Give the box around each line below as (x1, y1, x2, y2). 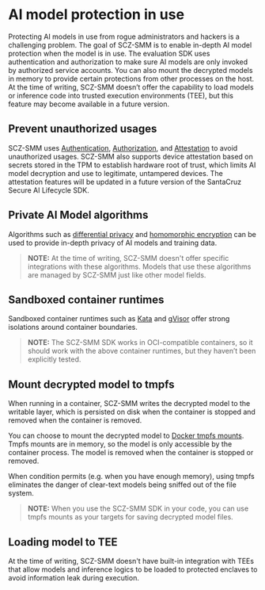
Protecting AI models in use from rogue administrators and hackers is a (8, 32, 240, 41)
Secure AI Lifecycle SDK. (8, 185, 89, 195)
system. (8, 488, 34, 498)
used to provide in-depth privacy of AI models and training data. (8, 238, 218, 247)
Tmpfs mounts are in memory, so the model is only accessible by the (8, 439, 233, 449)
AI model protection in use (8, 6, 184, 24)
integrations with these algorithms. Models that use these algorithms (27, 262, 252, 271)
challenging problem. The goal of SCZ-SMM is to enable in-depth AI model (8, 40, 252, 49)
